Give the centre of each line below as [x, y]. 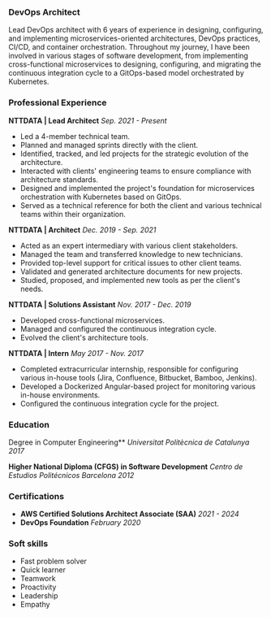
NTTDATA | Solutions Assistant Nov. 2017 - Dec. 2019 [100, 304]
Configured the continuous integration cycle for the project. [119, 403]
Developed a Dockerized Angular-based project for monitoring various [138, 386]
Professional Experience [58, 102]
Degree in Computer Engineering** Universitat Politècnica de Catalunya [129, 442]
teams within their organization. [73, 214]
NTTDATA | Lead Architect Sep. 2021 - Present [88, 120]
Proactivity [38, 587]
